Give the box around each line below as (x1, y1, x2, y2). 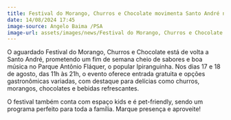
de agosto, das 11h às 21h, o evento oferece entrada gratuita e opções (7, 70, 206, 78)
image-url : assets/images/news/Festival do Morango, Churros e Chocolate (7, 29, 223, 36)
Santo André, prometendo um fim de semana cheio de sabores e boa (7, 56, 203, 64)
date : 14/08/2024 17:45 (7, 16, 76, 23)
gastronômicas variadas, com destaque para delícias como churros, (7, 77, 200, 86)
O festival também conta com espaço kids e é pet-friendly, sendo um (7, 97, 203, 106)
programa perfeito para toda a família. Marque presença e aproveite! (7, 105, 201, 113)
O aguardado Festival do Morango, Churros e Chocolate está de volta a (7, 48, 209, 56)
